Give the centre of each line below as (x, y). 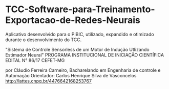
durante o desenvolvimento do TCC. (44, 40)
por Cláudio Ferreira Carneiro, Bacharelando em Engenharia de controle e (83, 70)
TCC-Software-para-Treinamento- (80, 9)
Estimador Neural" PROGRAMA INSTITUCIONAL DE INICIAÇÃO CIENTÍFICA (85, 55)
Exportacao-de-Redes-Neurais (73, 20)
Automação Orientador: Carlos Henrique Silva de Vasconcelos (71, 75)
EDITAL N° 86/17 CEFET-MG (35, 60)
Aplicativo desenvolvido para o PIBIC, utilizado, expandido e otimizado (80, 34)
